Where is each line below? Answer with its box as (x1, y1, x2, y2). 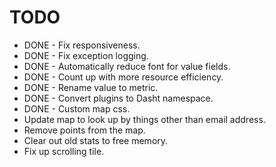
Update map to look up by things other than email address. (23, 113, 266, 125)
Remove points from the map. (23, 124, 146, 136)
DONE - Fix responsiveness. (23, 39, 141, 51)
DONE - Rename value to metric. (23, 81, 159, 93)
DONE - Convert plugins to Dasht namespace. (23, 92, 214, 104)
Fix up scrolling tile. (23, 145, 105, 157)
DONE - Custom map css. (23, 102, 131, 115)
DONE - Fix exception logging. (23, 49, 149, 61)
